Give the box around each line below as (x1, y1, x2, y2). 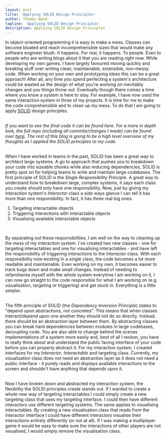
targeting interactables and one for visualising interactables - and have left (5, 246, 158, 251)
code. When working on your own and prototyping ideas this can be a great (5, 71, 160, 77)
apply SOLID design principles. (5, 108, 68, 114)
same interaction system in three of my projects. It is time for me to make (5, 97, 155, 103)
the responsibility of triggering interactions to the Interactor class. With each (5, 251, 161, 257)
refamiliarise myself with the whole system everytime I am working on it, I (5, 272, 155, 278)
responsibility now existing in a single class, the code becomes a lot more (5, 256, 156, 262)
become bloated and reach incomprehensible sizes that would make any (5, 45, 153, 51)
